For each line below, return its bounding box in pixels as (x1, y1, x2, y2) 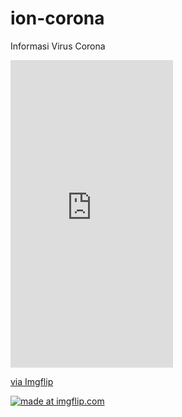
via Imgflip (10, 375, 54, 387)
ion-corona (10, 7, 105, 30)
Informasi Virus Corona (10, 40, 106, 52)
